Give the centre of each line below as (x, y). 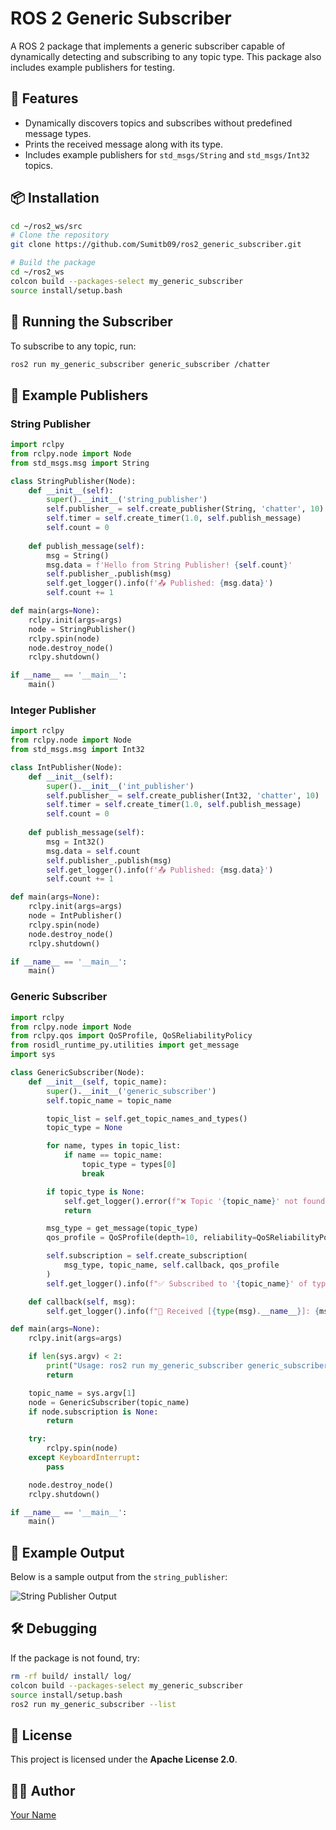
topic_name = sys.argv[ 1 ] (82, 1393)
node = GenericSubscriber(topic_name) (109, 1402)
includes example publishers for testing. (92, 67)
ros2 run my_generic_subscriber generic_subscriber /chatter (140, 364)
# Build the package (53, 263)
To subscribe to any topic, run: (73, 346)
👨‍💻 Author (43, 1790)
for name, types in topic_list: (114, 1146)
